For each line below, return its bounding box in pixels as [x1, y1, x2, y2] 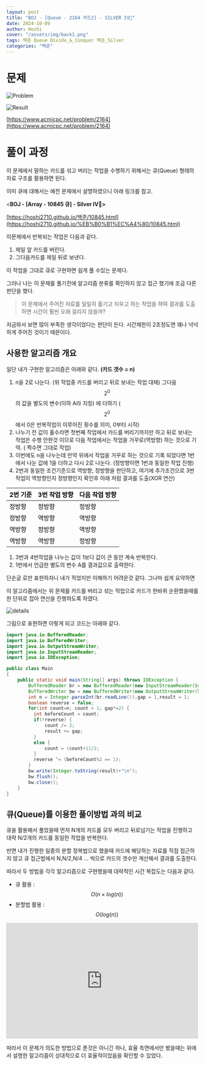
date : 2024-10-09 [6, 20, 51, 26]
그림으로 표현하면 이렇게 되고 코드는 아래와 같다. [6, 619, 121, 627]
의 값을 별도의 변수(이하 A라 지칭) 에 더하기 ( [15, 400, 121, 407]
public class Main [6, 666, 53, 672]
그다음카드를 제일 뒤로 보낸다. [15, 253, 86, 260]
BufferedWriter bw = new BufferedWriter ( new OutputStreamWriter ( [28, 688, 198, 695]
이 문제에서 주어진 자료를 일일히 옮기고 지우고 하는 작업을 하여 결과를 [21, 300, 184, 308]
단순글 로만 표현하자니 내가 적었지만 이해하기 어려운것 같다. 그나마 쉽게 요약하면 [6, 574, 195, 581]
